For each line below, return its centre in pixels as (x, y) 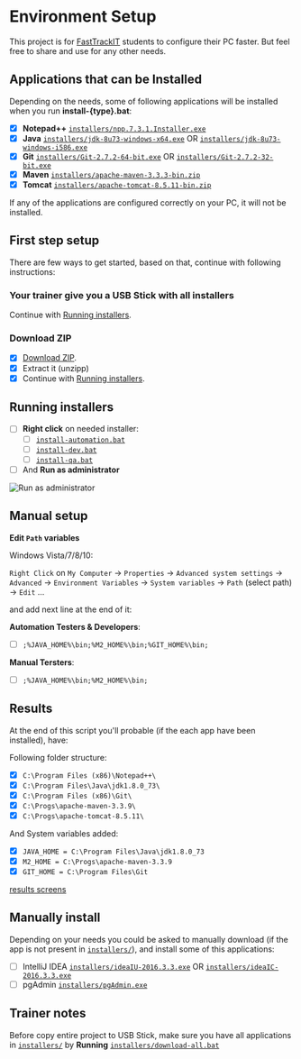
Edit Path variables (45, 537)
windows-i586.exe (55, 147)
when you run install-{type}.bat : (71, 111)
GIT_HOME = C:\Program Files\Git (85, 872)
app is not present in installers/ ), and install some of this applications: (142, 949)
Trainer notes (48, 1013)
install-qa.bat (64, 460)
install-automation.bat (81, 440)
